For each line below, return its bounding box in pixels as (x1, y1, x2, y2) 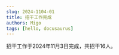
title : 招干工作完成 (6, 14, 52, 20)
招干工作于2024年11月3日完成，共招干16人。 (6, 42, 117, 50)
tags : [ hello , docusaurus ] (6, 25, 74, 32)
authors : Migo (6, 20, 42, 26)
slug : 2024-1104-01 (6, 8, 55, 15)
